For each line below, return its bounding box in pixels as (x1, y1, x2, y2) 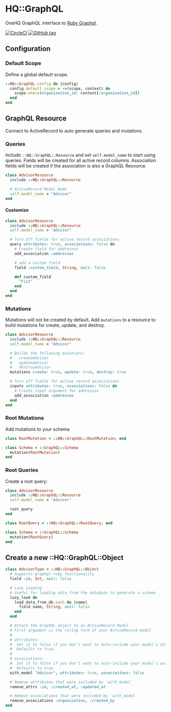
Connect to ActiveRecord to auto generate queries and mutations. (5, 128, 144, 134)
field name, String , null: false (18, 604, 90, 610)
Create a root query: (5, 478, 48, 484)
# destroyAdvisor (10, 365, 51, 370)
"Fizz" (18, 279, 33, 284)
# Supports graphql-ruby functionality (10, 572, 95, 577)
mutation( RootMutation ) (10, 450, 60, 455)
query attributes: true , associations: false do (10, 242, 115, 247)
